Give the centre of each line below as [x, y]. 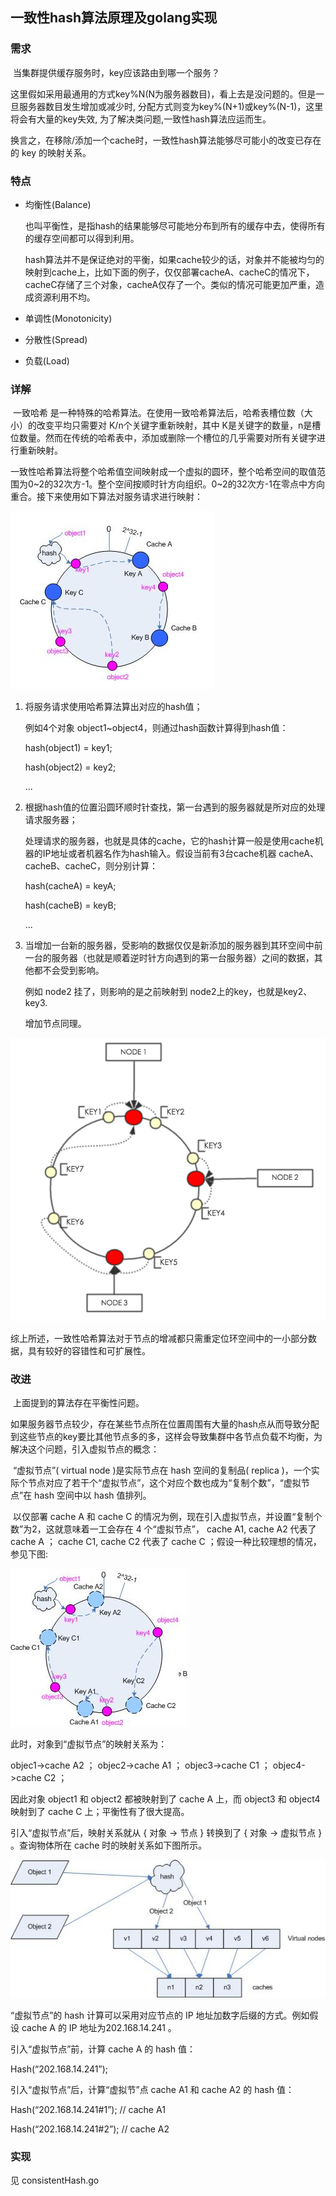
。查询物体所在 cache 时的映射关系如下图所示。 [109, 1845]
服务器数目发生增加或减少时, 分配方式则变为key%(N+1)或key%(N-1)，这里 [171, 106]
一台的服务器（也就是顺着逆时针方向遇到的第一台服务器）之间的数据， [169, 958]
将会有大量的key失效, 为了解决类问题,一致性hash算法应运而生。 [141, 119]
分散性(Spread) [56, 339]
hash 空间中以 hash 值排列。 [93, 1495]
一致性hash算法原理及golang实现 [114, 18]
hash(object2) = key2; [70, 767]
